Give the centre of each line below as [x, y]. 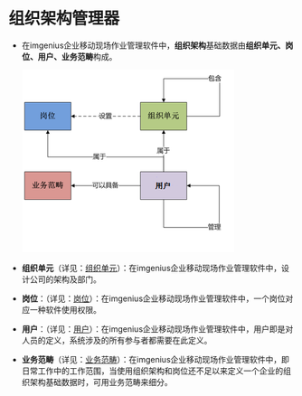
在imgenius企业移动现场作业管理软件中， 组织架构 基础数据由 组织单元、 [153, 45]
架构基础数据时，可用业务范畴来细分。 [101, 382]
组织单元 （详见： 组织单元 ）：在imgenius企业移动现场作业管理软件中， [151, 268]
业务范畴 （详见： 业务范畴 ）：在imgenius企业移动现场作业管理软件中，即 [156, 359]
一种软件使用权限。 [65, 309]
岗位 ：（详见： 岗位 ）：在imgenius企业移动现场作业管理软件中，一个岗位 [153, 298]
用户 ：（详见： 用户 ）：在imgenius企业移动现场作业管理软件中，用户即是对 [157, 329]
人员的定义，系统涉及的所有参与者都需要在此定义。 [117, 340]
